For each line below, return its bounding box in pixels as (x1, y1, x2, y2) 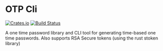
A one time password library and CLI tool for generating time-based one (5, 29, 156, 35)
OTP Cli (5, 3, 38, 15)
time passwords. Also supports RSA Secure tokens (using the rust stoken (5, 35, 158, 41)
